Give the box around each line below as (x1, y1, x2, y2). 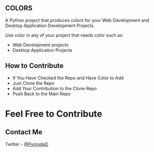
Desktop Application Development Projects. (5, 22, 95, 28)
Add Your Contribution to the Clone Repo (12, 85, 97, 91)
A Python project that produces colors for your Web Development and (5, 17, 149, 23)
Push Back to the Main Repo (12, 91, 71, 97)
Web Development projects (12, 42, 69, 48)
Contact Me (5, 128, 42, 137)
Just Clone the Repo (12, 80, 55, 86)
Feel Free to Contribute (5, 108, 102, 119)
